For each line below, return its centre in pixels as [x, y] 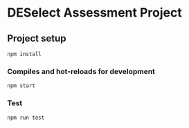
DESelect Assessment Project [94, 13]
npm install [24, 54]
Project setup [37, 38]
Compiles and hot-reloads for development [81, 71]
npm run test [26, 118]
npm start [21, 86]
